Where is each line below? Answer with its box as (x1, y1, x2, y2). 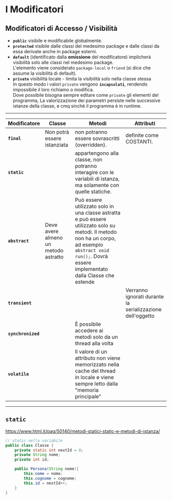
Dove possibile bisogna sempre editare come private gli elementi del (12, 92, 159, 98)
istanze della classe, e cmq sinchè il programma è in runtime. (12, 103, 142, 109)
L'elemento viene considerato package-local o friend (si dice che (12, 65, 151, 71)
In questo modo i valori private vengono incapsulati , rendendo (12, 81, 147, 87)
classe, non (75, 156, 102, 163)
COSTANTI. (125, 138, 153, 145)
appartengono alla (75, 150, 119, 157)
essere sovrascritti (75, 135, 120, 142)
